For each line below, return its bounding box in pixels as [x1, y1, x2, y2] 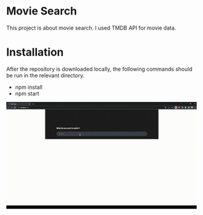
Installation [6, 45, 64, 59]
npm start [14, 89, 39, 97]
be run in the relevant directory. [6, 71, 85, 79]
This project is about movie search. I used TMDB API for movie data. [6, 24, 176, 31]
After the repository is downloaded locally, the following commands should [6, 65, 193, 72]
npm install [14, 83, 43, 91]
